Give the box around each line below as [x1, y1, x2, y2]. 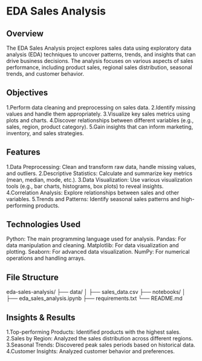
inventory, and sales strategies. [6, 129, 85, 137]
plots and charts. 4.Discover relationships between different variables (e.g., [6, 116, 194, 124]
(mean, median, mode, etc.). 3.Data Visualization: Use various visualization [6, 176, 192, 183]
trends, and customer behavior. [6, 70, 85, 77]
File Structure [6, 272, 59, 282]
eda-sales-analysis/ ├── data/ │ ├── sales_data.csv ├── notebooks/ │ [6, 288, 186, 296]
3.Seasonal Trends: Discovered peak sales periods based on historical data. [6, 341, 195, 349]
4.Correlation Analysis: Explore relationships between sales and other [6, 189, 180, 196]
